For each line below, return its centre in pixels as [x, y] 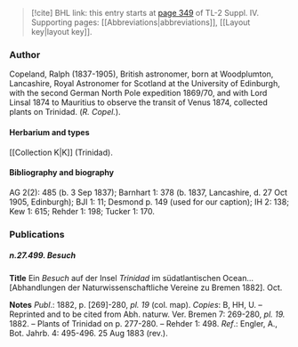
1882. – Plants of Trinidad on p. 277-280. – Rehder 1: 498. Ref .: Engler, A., [144, 323]
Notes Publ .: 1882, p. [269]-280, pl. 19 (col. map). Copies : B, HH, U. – [136, 304]
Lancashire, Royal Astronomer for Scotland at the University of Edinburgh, [145, 84]
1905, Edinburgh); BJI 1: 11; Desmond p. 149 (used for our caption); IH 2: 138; [149, 202]
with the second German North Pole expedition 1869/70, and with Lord [138, 93]
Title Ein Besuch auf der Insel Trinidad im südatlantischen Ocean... [132, 278]
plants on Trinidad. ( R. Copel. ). [65, 112]
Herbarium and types [50, 132]
